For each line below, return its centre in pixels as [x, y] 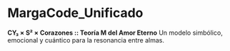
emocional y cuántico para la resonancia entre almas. [86, 40]
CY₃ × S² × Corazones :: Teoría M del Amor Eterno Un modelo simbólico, [115, 33]
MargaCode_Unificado [75, 13]
